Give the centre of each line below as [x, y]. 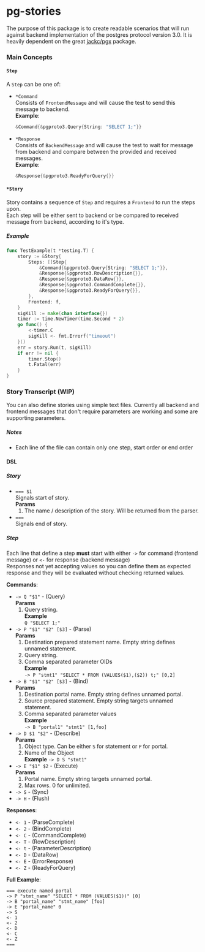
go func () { [32, 325]
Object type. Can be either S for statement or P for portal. [96, 746]
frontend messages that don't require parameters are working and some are [102, 411]
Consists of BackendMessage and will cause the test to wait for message [104, 145]
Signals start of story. [42, 497]
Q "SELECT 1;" [42, 623]
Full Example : [24, 879]
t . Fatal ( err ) [45, 365]
